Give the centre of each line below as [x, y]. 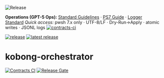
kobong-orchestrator [49, 57]
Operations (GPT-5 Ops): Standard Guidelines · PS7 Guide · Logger [74, 17]
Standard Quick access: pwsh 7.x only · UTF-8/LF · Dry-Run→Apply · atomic [82, 22]
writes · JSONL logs [25, 27]
